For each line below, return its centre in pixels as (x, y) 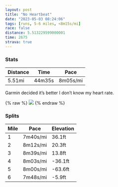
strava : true (19, 42)
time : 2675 (16, 38)
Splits (12, 116)
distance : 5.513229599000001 (35, 33)
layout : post (19, 10)
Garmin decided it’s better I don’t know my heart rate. (59, 93)
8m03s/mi (35, 161)
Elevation (63, 128)
